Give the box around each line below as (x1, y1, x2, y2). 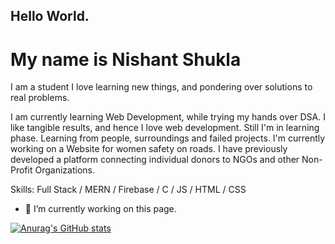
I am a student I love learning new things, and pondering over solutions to (10, 81, 313, 93)
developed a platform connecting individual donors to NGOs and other (10, 154, 300, 166)
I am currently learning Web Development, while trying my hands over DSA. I (10, 111, 326, 123)
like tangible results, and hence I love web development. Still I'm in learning (10, 122, 320, 134)
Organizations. (34, 164, 95, 176)
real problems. (10, 92, 70, 104)
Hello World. (10, 8, 90, 25)
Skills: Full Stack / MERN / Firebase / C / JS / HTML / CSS (10, 184, 247, 196)
